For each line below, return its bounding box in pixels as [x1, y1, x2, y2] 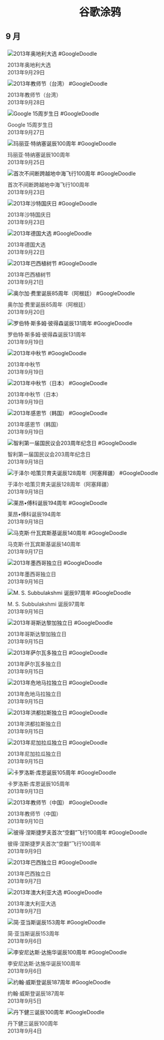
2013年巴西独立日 [7, 870, 51, 877]
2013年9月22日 [7, 249, 45, 255]
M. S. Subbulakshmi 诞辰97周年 [7, 600, 85, 607]
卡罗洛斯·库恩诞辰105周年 [7, 780, 70, 787]
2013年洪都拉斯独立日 [7, 720, 62, 727]
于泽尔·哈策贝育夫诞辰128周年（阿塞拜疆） [7, 480, 112, 488]
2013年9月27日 [7, 129, 45, 135]
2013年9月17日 [7, 548, 44, 555]
